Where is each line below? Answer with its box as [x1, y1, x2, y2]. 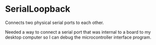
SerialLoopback [5, 3, 70, 15]
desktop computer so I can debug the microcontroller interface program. [5, 34, 152, 40]
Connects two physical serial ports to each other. [5, 20, 104, 25]
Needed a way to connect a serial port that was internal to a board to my [5, 29, 151, 35]
